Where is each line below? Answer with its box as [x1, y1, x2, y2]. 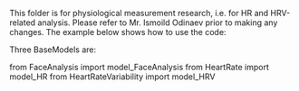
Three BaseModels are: [9, 44, 97, 55]
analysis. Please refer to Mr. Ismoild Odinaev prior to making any [37, 17, 278, 28]
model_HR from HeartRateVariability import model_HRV [9, 71, 216, 82]
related [9, 17, 36, 28]
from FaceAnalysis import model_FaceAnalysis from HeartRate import [9, 62, 269, 72]
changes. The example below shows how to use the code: [9, 27, 227, 37]
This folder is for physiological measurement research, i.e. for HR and [9, 8, 269, 18]
